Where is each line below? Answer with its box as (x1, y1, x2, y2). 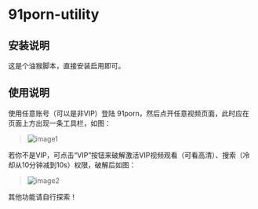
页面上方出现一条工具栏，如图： (8, 118, 111, 127)
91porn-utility (8, 5, 100, 24)
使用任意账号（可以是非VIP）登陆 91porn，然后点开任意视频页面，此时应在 (8, 108, 249, 118)
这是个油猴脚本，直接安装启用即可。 (8, 61, 125, 70)
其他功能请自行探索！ (8, 192, 77, 201)
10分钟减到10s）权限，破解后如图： (21, 159, 136, 170)
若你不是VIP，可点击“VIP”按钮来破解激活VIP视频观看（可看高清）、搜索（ (8, 150, 243, 159)
